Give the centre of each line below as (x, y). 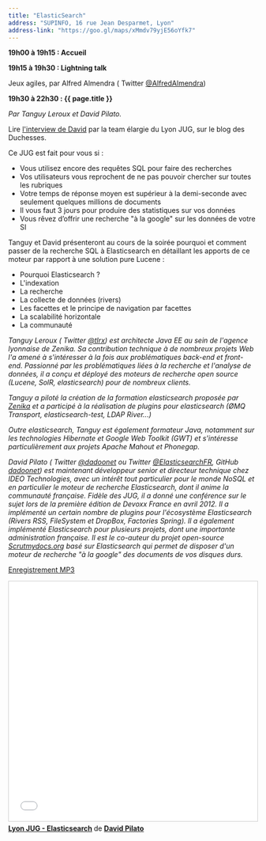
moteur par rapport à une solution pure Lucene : (86, 259)
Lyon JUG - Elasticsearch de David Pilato (76, 828)
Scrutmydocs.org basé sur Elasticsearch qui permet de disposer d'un (121, 546)
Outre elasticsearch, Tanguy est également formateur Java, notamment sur (131, 430)
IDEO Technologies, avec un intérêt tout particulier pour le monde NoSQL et (131, 479)
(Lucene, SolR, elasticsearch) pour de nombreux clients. (99, 383)
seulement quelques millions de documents (90, 202)
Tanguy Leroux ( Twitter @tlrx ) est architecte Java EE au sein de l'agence (128, 340)
